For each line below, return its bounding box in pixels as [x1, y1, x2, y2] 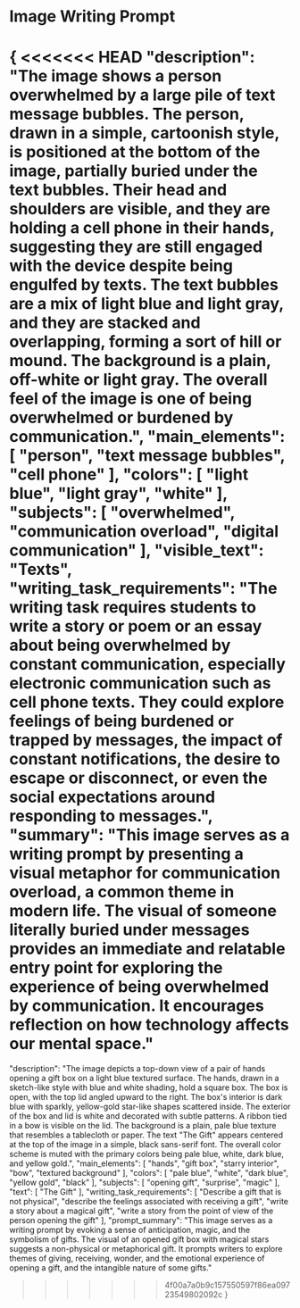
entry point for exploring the [9, 958, 223, 979]
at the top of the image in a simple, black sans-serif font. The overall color [9, 1139, 281, 1150]
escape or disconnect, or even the [9, 768, 268, 788]
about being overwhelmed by [9, 636, 231, 655]
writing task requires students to [9, 597, 257, 618]
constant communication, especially [9, 654, 286, 675]
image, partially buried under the [9, 161, 258, 181]
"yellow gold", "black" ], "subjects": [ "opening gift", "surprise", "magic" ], [9, 1177, 280, 1188]
